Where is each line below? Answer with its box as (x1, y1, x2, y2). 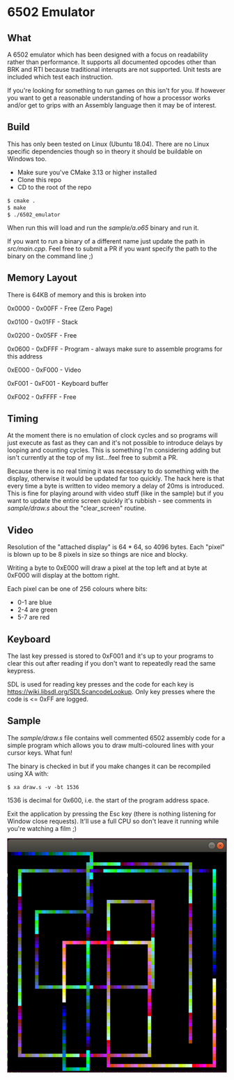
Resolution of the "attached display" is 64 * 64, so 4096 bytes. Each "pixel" (7, 543, 225, 551)
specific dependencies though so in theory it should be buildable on (7, 147, 203, 156)
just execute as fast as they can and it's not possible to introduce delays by (7, 439, 223, 447)
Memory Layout (7, 272, 78, 284)
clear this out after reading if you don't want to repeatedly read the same (7, 659, 216, 668)
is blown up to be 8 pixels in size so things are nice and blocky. (7, 550, 188, 559)
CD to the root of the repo (17, 183, 92, 191)
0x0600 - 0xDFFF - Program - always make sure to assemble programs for (7, 345, 223, 353)
